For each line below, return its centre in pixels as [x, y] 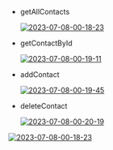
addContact [40, 75]
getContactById [46, 43]
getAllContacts [45, 12]
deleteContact [44, 106]
